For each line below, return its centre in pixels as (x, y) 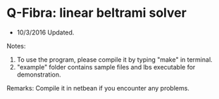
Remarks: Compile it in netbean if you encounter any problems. (98, 88)
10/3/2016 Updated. (45, 32)
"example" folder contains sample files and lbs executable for (106, 67)
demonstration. (39, 74)
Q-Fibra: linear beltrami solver (97, 13)
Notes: (16, 46)
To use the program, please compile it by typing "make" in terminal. (114, 59)
